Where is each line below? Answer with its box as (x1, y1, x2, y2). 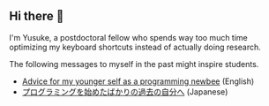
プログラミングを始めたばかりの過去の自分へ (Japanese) (21, 86, 228, 97)
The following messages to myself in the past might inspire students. (9, 58, 259, 69)
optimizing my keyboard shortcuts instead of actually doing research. (9, 42, 262, 52)
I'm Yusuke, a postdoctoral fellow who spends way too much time (9, 32, 249, 42)
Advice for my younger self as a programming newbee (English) (21, 76, 255, 87)
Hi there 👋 (9, 9, 64, 24)
